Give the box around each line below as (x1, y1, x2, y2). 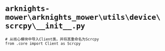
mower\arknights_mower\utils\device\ (5, 13, 161, 22)
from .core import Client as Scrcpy (5, 41, 81, 46)
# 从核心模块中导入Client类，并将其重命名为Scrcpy (5, 37, 99, 42)
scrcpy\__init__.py (5, 21, 85, 31)
